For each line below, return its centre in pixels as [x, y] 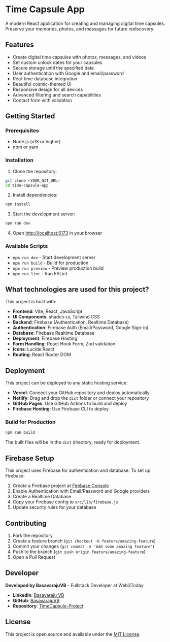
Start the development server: [44, 214]
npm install [18, 204]
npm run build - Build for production [50, 263]
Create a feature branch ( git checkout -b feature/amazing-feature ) [84, 541]
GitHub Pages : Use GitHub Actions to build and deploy [70, 404]
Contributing [26, 523]
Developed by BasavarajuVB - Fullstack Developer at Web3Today [74, 585]
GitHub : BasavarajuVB [36, 600]
